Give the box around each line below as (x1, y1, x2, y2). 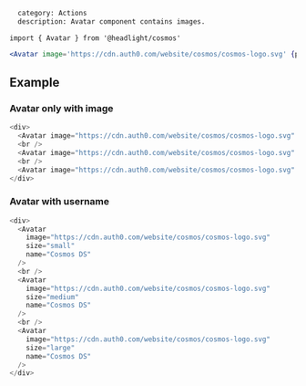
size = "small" (25, 242, 76, 251)
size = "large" (25, 343, 76, 352)
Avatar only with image (9, 101, 114, 114)
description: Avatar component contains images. (17, 16, 206, 26)
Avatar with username (9, 195, 110, 208)
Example (9, 75, 60, 90)
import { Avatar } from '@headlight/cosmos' (9, 33, 181, 43)
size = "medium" (25, 292, 79, 301)
